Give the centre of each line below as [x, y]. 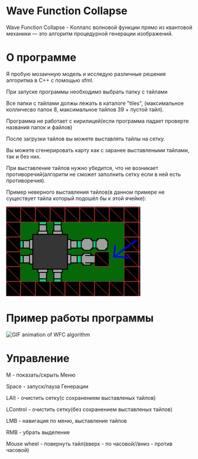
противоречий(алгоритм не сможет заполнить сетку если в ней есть [94, 174]
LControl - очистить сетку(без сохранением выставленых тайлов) [90, 409]
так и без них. [24, 156]
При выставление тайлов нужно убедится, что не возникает [82, 168]
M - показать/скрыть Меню [41, 375]
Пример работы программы [80, 318]
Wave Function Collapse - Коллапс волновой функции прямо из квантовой [99, 27]
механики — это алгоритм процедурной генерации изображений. [90, 33]
